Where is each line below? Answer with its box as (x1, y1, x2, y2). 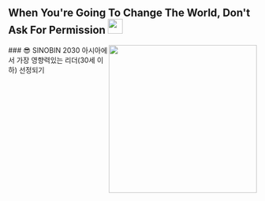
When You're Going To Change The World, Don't (8, 6, 251, 20)
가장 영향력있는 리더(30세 (16, 55, 96, 65)
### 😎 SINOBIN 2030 (8, 45, 80, 54)
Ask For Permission (8, 24, 106, 37)
